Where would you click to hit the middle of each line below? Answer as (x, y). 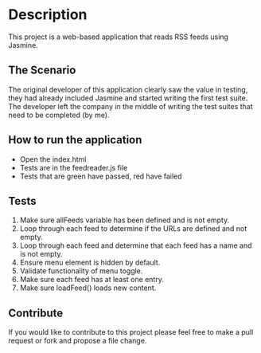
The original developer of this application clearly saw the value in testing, (128, 89)
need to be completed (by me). (59, 115)
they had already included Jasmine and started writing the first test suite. (128, 98)
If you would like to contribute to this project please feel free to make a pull (131, 332)
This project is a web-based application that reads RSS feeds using (119, 37)
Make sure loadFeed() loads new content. (88, 288)
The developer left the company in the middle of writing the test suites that (130, 106)
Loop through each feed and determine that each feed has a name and (136, 245)
